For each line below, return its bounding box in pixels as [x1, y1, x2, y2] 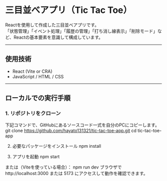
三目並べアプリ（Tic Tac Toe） [5, 4, 132, 16]
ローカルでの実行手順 [5, 94, 71, 102]
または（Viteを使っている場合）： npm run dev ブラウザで [5, 164, 122, 170]
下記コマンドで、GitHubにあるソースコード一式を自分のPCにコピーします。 [5, 122, 160, 128]
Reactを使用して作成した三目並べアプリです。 [5, 22, 99, 28]
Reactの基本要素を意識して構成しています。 [13, 34, 103, 40]
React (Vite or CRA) [12, 68, 53, 74]
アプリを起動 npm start [12, 154, 60, 160]
